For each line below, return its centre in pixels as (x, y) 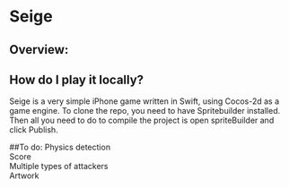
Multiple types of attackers (59, 167)
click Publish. (34, 130)
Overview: (39, 50)
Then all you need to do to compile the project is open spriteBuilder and (142, 120)
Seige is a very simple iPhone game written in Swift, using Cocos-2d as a (144, 101)
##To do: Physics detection (60, 147)
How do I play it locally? (77, 79)
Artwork (24, 175)
